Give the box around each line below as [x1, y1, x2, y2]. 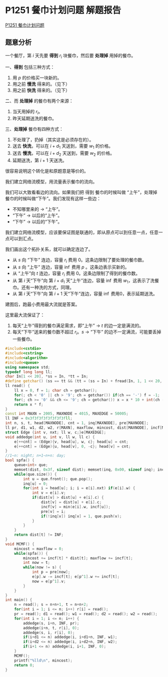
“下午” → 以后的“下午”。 [12, 218, 62, 224]
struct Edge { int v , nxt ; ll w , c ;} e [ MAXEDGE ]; [5, 430, 106, 435]
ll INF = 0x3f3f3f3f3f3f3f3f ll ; [5, 416, 72, 421]
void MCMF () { [5, 541, 35, 546]
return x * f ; [14, 402, 43, 407]
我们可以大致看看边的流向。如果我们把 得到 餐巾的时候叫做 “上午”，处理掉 [5, 189, 157, 195]
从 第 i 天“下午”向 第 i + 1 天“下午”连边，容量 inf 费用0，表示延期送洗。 [12, 291, 157, 297]
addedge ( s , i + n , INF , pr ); [23, 620, 79, 626]
